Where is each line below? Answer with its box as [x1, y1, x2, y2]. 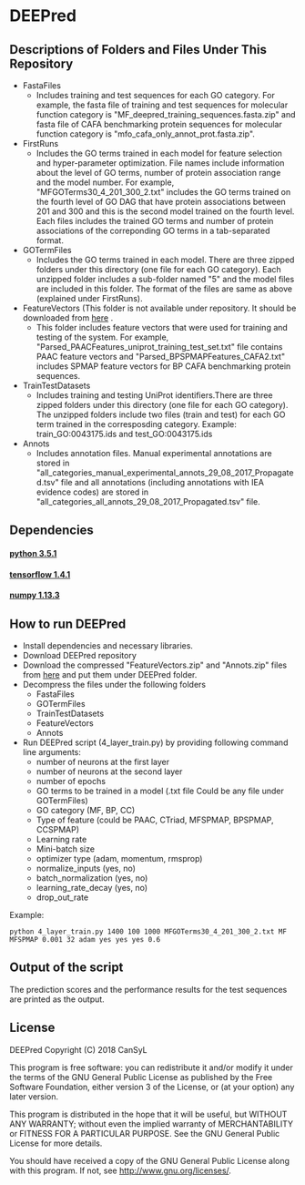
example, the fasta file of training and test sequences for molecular [36, 99, 289, 110]
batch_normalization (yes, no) [36, 872, 148, 884]
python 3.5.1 [9, 547, 57, 558]
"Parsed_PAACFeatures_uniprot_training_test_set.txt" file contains [36, 342, 283, 352]
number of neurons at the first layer [36, 756, 170, 767]
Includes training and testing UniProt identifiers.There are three [36, 390, 273, 401]
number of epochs [36, 775, 107, 786]
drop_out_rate [36, 892, 89, 903]
